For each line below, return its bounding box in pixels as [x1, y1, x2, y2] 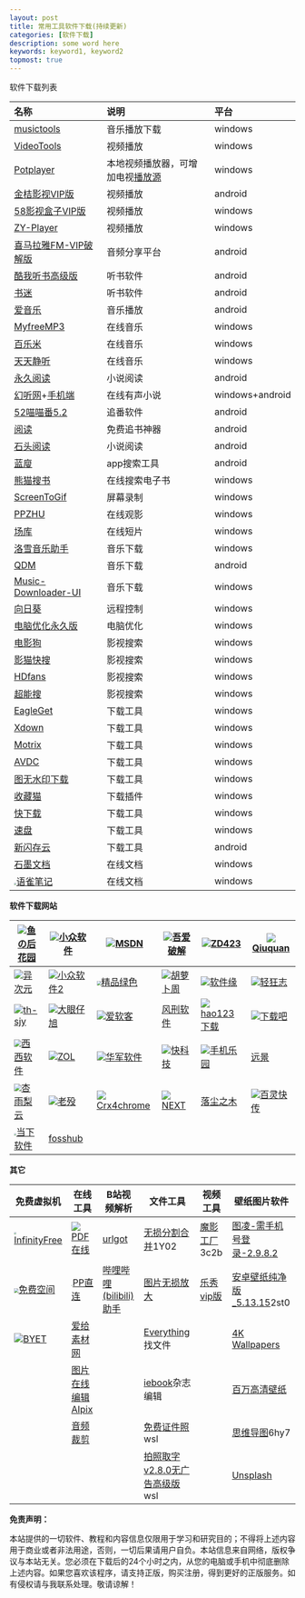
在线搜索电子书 [106, 474, 171, 486]
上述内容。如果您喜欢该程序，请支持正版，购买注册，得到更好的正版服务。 [9, 1567, 288, 1578]
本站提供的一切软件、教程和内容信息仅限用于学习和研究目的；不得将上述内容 [9, 1533, 296, 1543]
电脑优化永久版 [14, 620, 79, 632]
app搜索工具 [106, 457, 160, 469]
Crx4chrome [96, 1099, 151, 1112]
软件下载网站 [9, 901, 57, 911]
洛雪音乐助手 [14, 543, 70, 554]
